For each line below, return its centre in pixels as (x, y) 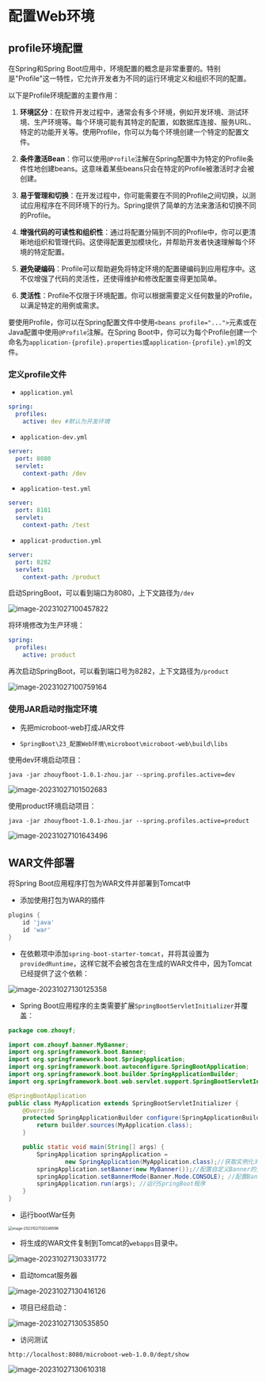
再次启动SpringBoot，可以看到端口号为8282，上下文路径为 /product (119, 672)
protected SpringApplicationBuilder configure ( (102, 1118)
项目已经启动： (44, 1307)
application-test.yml (55, 489)
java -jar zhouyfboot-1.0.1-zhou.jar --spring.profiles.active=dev (122, 775)
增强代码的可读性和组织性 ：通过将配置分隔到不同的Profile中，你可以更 (134, 232)
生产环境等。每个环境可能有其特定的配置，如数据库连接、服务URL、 (144, 122)
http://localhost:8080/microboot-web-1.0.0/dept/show (99, 1355)
